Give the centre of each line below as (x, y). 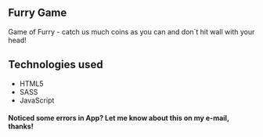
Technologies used (56, 65)
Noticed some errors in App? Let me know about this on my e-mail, (119, 118)
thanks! (21, 126)
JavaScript (37, 100)
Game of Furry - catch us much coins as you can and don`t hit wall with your (131, 31)
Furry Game (38, 13)
